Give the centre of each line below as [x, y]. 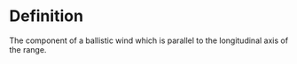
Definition [47, 16]
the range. [28, 49]
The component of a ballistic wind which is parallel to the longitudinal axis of [149, 40]
